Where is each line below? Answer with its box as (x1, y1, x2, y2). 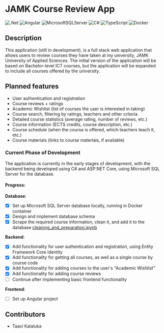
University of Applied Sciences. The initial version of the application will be (5, 58, 156, 63)
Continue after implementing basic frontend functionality (12, 276, 127, 282)
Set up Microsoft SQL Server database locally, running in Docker (12, 203, 143, 209)
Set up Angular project (12, 296, 58, 302)
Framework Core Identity (12, 249, 63, 255)
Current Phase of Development (5, 149, 81, 156)
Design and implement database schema (12, 213, 95, 219)
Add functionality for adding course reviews (12, 271, 102, 276)
